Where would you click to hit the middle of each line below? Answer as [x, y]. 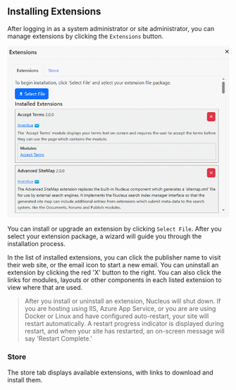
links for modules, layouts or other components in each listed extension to [114, 280]
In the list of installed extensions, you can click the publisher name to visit [114, 257]
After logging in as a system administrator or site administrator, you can [111, 28]
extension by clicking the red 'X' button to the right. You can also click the [114, 273]
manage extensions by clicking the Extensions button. [86, 36]
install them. [25, 379]
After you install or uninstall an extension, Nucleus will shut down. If [123, 301]
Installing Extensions [54, 12]
